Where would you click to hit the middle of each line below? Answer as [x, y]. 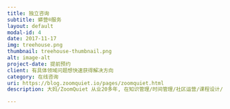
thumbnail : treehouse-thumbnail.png [59, 52]
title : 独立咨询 [28, 13]
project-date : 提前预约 [39, 64]
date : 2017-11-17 [32, 39]
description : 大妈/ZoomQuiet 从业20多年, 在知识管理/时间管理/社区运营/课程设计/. [117, 89]
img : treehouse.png [35, 45]
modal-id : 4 [24, 32]
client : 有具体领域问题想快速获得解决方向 [60, 70]
